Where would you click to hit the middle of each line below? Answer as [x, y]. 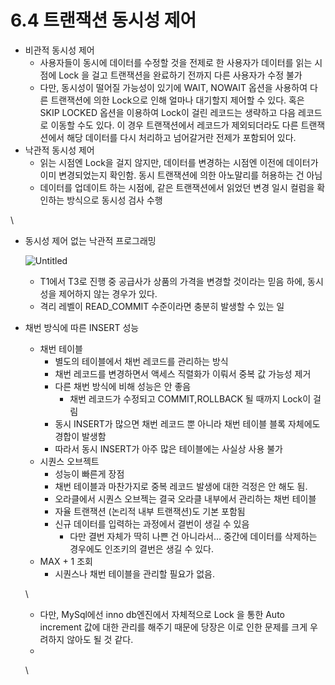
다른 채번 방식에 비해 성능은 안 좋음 [123, 386]
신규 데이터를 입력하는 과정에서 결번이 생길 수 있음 [152, 523]
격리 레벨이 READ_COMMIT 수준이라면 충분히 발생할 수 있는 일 [162, 306]
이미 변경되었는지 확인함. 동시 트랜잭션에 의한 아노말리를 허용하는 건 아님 [181, 175]
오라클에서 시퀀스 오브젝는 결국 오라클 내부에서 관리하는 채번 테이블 [185, 498]
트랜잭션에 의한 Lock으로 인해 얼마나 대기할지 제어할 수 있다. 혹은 [177, 100]
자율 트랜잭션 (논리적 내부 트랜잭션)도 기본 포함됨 [150, 511]
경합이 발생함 [80, 436]
